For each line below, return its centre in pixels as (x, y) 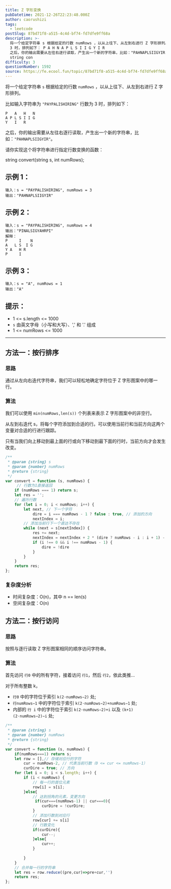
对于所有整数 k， (23, 686)
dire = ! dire (55, 547)
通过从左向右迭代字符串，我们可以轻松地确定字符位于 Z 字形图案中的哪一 (81, 380)
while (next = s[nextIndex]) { (57, 528)
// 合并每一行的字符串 (35, 868)
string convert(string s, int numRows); (45, 160)
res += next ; (46, 533)
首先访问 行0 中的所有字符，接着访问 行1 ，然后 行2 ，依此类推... (70, 675)
